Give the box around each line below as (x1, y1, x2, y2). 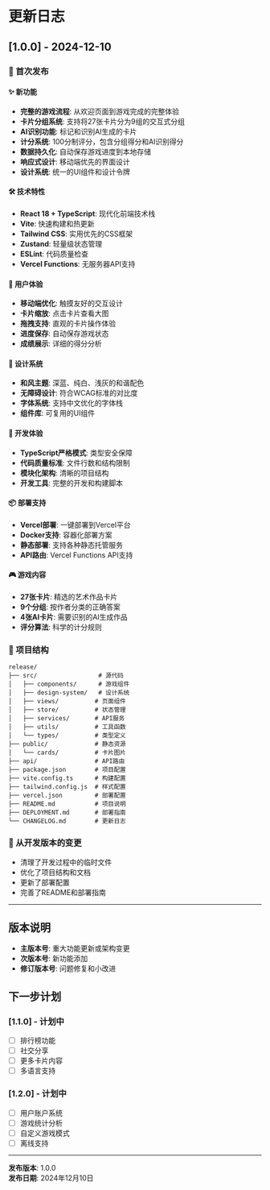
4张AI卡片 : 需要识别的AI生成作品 (19, 612, 129, 621)
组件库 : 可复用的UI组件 (19, 408, 95, 418)
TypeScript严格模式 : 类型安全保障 (19, 448, 133, 458)
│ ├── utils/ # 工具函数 (8, 723, 126, 732)
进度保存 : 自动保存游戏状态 (19, 329, 109, 338)
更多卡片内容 (19, 1056, 63, 1066)
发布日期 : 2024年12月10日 (8, 1173, 94, 1183)
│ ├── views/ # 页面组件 (8, 698, 126, 706)
